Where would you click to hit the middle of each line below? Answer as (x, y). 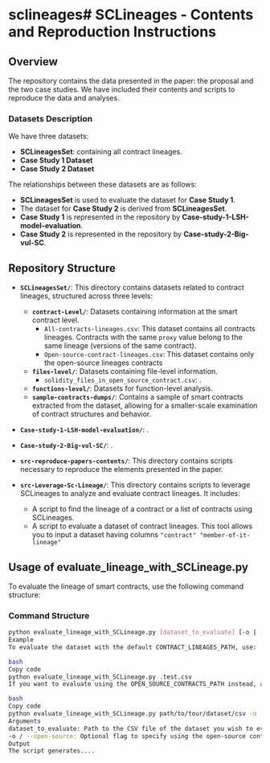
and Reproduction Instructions (112, 32)
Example (21, 640)
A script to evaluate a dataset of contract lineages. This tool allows (142, 526)
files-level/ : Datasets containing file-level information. (125, 371)
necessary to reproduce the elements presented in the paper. (121, 470)
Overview (33, 62)
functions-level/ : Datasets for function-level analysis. (122, 388)
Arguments (25, 721)
